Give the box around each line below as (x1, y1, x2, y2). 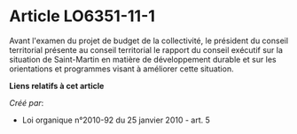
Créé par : (9, 97, 44, 108)
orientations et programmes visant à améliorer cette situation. (9, 63, 234, 74)
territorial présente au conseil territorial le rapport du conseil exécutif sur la (9, 44, 284, 55)
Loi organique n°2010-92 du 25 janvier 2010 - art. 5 (21, 115, 211, 125)
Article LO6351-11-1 (9, 6, 155, 26)
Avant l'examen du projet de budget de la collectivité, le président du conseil (9, 35, 289, 46)
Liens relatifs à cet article (9, 80, 105, 91)
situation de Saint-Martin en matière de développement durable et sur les (9, 54, 277, 64)
